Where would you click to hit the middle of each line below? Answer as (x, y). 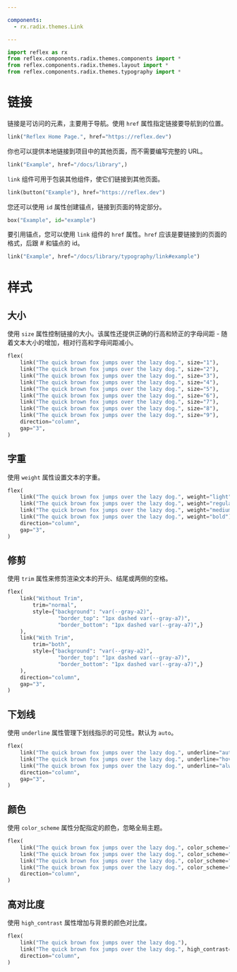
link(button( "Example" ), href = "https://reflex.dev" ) (86, 192)
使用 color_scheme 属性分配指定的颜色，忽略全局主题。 (87, 828)
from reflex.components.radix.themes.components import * (94, 59)
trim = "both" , (52, 645)
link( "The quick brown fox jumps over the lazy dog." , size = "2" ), (120, 369)
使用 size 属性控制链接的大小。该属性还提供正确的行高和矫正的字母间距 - (114, 334)
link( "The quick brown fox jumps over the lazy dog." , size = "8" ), (120, 409)
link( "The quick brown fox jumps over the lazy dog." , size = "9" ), (120, 415)
